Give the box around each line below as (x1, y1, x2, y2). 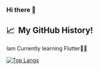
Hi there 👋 (6, 6, 37, 14)
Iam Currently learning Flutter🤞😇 (6, 44, 87, 52)
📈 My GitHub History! (6, 25, 94, 36)
